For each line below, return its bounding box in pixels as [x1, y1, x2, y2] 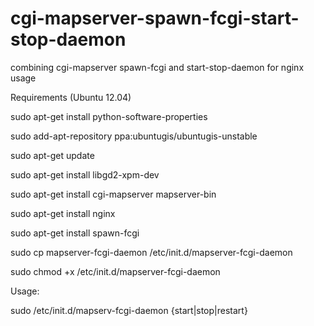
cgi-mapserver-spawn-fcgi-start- [10, 7, 300, 30]
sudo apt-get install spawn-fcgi [10, 227, 140, 239]
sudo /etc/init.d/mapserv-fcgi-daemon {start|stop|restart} [10, 304, 248, 316]
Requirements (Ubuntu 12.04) [10, 91, 132, 103]
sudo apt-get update [10, 149, 95, 161]
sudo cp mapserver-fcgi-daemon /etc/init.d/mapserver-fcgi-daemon [10, 246, 293, 258]
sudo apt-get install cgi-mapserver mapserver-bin [10, 188, 217, 200]
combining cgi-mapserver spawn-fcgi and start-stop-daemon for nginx [10, 61, 305, 73]
